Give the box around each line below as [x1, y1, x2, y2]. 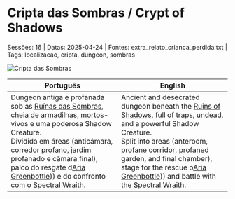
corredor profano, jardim [10, 145, 92, 155]
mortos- [80, 110, 109, 120]
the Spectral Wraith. [121, 180, 187, 190]
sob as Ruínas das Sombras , [10, 101, 104, 111]
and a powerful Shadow [121, 118, 199, 128]
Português [44, 81, 80, 90]
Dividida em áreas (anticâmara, [10, 136, 113, 146]
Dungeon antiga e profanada [10, 92, 105, 102]
